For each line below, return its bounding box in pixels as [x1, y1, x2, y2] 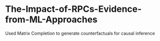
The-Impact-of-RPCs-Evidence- [5, 3, 142, 15]
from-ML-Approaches [5, 14, 98, 25]
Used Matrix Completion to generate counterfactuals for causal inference [5, 30, 155, 36]
